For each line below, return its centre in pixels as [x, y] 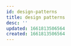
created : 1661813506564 [36, 34]
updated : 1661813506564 [36, 28]
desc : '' [17, 23]
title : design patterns [36, 17]
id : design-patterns [32, 12]
